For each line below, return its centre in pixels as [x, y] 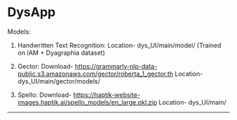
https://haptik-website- [107, 95]
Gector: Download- [45, 66]
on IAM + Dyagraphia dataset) [61, 53]
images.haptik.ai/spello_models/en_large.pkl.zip [87, 102]
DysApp [31, 12]
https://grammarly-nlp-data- [116, 66]
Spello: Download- [44, 95]
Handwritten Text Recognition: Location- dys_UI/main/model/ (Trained [119, 45]
